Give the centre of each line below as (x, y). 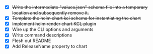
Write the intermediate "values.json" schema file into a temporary (80, 7)
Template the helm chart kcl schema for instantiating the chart (76, 18)
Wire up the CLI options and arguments (53, 29)
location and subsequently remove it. (50, 13)
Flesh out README (31, 41)
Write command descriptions (42, 35)
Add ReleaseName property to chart (50, 46)
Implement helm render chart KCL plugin (54, 24)
